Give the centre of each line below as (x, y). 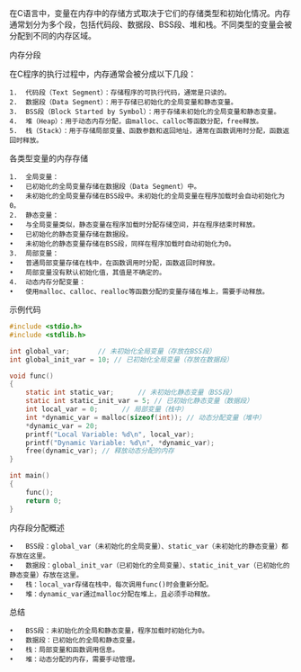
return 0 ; (44, 501)
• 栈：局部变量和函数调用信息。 (64, 650)
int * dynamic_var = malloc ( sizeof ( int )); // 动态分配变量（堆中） (146, 417)
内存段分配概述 (37, 527)
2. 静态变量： (35, 215)
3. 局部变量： (35, 254)
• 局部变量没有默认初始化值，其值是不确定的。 (88, 273)
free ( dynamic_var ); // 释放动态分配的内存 (100, 451)
